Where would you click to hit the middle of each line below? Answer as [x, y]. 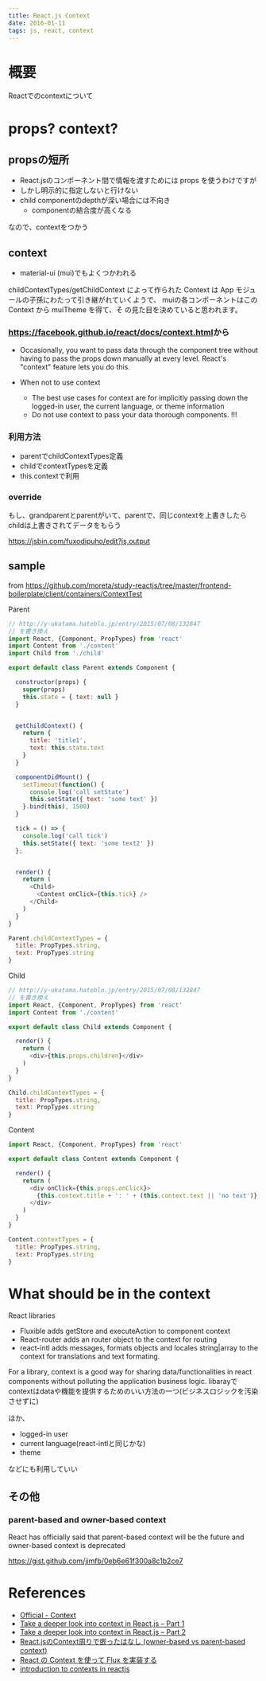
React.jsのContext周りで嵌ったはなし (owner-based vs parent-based [133, 1642]
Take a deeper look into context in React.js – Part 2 [103, 1632]
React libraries [32, 1315]
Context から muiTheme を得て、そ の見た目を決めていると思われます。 [125, 310]
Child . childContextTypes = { [56, 1093]
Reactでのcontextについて [51, 96]
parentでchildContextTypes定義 [71, 455]
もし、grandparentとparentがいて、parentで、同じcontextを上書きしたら [128, 515]
